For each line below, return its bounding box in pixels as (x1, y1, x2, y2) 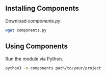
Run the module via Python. (5, 55, 64, 62)
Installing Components (5, 4, 79, 13)
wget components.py (5, 28, 47, 33)
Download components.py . (5, 17, 62, 24)
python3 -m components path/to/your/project (5, 65, 101, 71)
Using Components (5, 42, 68, 51)
